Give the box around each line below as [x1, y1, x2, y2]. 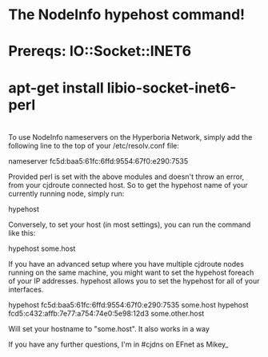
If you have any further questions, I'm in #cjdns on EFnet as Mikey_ [8, 339, 229, 349]
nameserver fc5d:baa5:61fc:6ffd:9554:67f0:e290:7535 [8, 156, 189, 165]
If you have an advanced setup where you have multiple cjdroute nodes [8, 259, 244, 268]
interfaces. [8, 284, 44, 294]
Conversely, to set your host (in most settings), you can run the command [8, 220, 251, 229]
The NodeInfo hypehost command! [8, 6, 246, 24]
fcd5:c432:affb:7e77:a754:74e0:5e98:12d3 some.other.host [8, 308, 205, 318]
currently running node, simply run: [8, 188, 125, 198]
